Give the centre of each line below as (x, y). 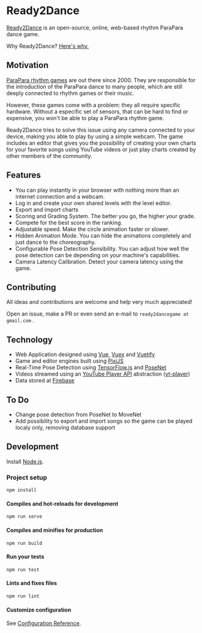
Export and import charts (47, 210)
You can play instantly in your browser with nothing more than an (97, 190)
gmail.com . (21, 320)
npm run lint (23, 596)
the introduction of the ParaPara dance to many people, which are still (94, 86)
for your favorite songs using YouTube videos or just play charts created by (101, 149)
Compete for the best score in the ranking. (69, 222)
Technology (30, 340)
